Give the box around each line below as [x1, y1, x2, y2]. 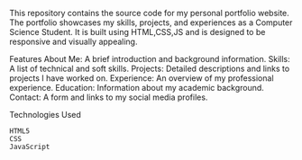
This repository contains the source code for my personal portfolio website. [9, 8, 290, 18]
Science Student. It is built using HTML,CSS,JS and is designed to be [9, 27, 266, 37]
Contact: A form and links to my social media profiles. [9, 92, 208, 102]
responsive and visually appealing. [9, 36, 138, 47]
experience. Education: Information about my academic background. [9, 83, 264, 93]
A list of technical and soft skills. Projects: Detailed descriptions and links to [9, 63, 290, 74]
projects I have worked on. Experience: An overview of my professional [9, 73, 274, 84]
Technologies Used [9, 110, 81, 120]
